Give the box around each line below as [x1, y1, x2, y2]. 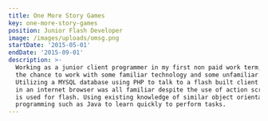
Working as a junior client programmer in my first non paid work [15, 64, 241, 72]
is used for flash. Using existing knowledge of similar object [15, 93, 234, 101]
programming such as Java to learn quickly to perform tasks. [15, 100, 227, 108]
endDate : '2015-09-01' [8, 49, 84, 57]
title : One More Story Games [8, 11, 105, 20]
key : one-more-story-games [8, 19, 98, 27]
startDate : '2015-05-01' [8, 41, 91, 49]
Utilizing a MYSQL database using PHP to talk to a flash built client [15, 78, 259, 86]
